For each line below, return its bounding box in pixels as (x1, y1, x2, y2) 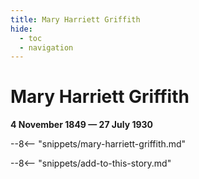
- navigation (19, 42, 74, 53)
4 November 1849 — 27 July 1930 (10, 119, 154, 131)
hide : (10, 24, 33, 34)
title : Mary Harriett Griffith (10, 14, 141, 25)
